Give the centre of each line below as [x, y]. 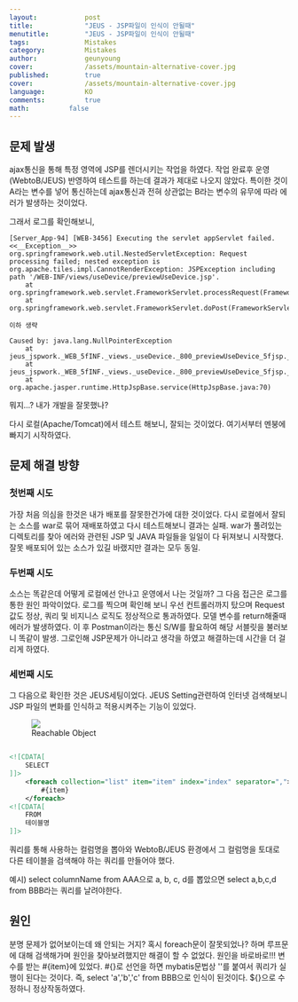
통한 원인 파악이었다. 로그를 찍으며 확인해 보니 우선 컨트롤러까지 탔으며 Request [147, 605]
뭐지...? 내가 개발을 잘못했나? [59, 406]
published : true [55, 75]
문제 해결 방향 [44, 465]
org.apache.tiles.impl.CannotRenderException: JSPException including [142, 270]
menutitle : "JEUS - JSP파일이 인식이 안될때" [102, 34]
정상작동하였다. [59, 988]
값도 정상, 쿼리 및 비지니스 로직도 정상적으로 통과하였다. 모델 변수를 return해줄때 [148, 616]
